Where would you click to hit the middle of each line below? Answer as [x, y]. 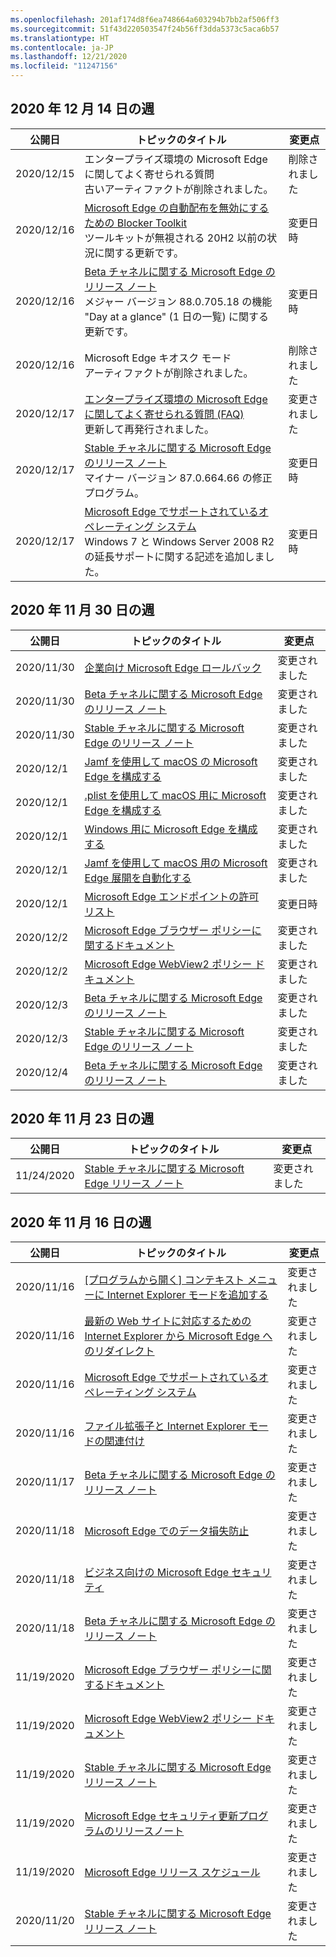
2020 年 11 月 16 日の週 [81, 1222]
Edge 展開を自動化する [138, 878]
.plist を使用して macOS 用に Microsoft [175, 795]
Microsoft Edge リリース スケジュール [172, 1873]
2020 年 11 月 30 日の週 [82, 610]
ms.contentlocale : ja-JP [62, 47]
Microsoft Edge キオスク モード [158, 358]
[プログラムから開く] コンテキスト [164, 1280]
